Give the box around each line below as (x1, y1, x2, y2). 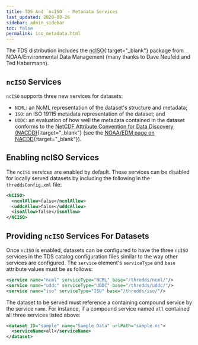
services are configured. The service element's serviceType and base (6, 259, 176, 266)
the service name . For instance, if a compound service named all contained (6, 305, 190, 312)
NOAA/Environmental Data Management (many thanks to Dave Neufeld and (6, 53, 191, 60)
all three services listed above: (6, 311, 81, 318)
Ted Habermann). (6, 60, 49, 67)
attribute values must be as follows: (6, 265, 93, 273)
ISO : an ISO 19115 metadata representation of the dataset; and (14, 110, 165, 117)
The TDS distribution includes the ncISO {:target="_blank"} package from (6, 47, 184, 54)
